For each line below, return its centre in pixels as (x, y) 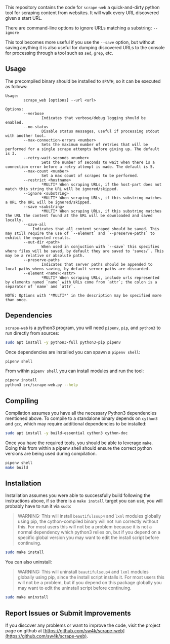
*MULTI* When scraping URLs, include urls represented (100, 278)
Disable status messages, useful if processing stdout (100, 131)
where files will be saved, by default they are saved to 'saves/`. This (85, 251)
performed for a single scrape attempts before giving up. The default (82, 149)
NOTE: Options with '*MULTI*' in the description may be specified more (83, 295)
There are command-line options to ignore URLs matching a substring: (79, 28)
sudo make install (25, 552)
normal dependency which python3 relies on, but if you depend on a (89, 532)
